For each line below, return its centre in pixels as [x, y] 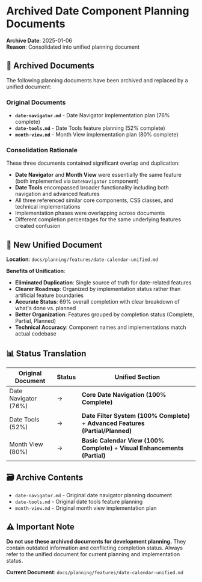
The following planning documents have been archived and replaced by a [97, 80]
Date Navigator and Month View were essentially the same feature [98, 175]
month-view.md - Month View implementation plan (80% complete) [96, 135]
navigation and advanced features [57, 194]
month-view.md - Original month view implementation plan [86, 508]
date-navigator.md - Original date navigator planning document [93, 495]
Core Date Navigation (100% [124, 394]
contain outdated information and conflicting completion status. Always [95, 548]
